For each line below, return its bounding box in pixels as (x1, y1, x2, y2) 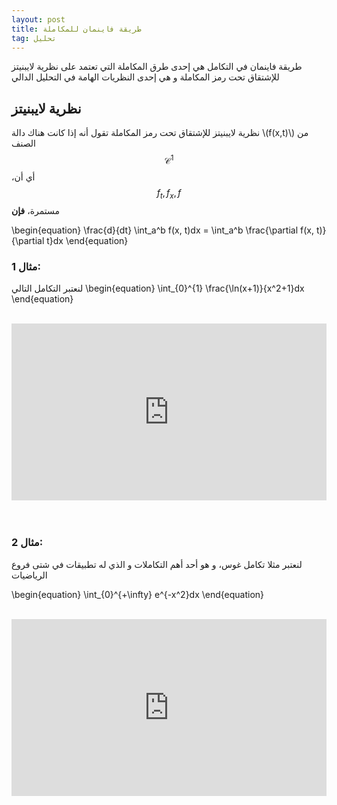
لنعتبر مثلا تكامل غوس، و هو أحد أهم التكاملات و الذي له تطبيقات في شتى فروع (11, 558, 303, 570)
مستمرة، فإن (11, 204, 61, 216)
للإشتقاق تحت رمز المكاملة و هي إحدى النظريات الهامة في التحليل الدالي (11, 71, 280, 83)
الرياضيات (11, 569, 48, 581)
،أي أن (11, 171, 36, 183)
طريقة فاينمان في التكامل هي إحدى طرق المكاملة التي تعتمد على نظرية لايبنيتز (11, 61, 303, 73)
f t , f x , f (156, 186, 182, 201)
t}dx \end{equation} (46, 234, 129, 246)
